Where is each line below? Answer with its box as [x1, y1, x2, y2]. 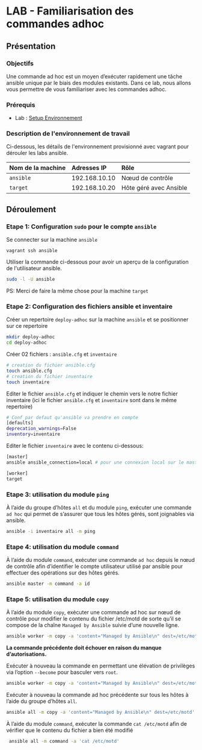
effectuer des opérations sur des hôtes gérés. [6, 569, 120, 576]
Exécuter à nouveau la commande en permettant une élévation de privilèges [6, 662, 195, 670]
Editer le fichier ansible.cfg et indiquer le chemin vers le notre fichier [6, 390, 179, 397]
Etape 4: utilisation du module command [6, 543, 119, 551]
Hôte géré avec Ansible [121, 184, 188, 192]
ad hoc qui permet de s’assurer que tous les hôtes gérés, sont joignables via [6, 510, 194, 517]
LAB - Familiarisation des [6, 4, 134, 18]
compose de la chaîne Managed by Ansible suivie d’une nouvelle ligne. [6, 622, 179, 629]
